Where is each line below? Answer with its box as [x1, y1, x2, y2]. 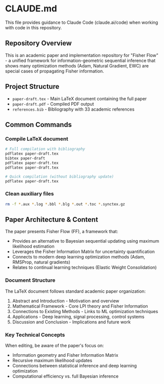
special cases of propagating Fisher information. [5, 68, 104, 74]
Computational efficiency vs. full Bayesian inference [12, 373, 119, 379]
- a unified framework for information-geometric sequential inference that [5, 58, 156, 64]
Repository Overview [5, 39, 72, 48]
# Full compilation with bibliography [5, 147, 85, 152]
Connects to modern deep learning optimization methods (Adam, [12, 254, 145, 260]
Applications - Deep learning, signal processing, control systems [12, 314, 145, 320]
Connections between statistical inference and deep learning [12, 363, 137, 369]
